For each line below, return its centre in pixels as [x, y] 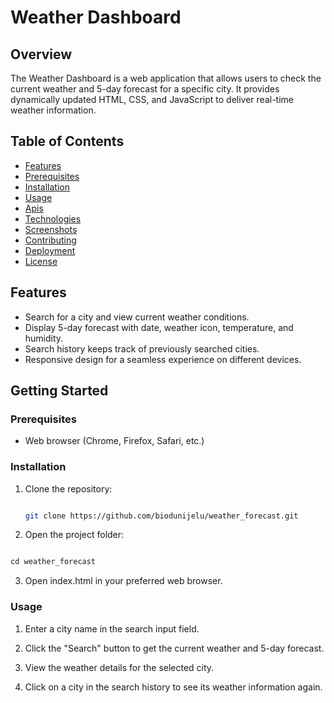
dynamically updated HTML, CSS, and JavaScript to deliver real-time [152, 99]
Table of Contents [67, 141]
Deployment [50, 250]
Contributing [50, 240]
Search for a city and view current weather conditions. [137, 317]
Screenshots [51, 229]
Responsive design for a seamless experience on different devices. [163, 359]
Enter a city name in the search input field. [112, 628]
